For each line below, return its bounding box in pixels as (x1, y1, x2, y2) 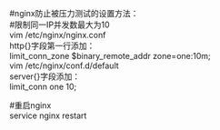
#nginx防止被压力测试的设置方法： (9, 8, 139, 18)
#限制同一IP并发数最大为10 (9, 19, 111, 30)
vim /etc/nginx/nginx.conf (9, 30, 106, 40)
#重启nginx (9, 100, 52, 111)
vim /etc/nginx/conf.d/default (9, 60, 120, 71)
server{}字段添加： (9, 71, 81, 82)
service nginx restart (9, 110, 87, 121)
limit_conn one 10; (9, 81, 77, 92)
